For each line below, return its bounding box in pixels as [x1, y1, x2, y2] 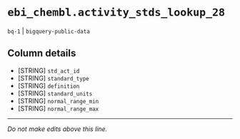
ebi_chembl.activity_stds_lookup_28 [7, 6, 226, 19]
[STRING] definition [17, 81, 80, 90]
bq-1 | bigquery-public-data [7, 26, 91, 35]
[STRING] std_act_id [17, 66, 80, 75]
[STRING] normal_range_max [17, 104, 99, 113]
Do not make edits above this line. [7, 124, 108, 133]
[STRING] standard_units [17, 88, 93, 98]
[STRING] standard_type [17, 73, 89, 82]
